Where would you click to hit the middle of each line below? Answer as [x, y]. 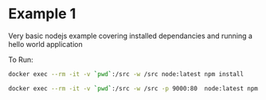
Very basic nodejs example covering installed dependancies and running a [131, 36]
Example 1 [42, 14]
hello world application [45, 44]
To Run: [21, 60]
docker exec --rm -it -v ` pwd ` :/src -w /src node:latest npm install [126, 74]
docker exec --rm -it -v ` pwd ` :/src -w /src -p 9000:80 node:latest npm [133, 88]
